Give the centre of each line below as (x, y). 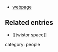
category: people (23, 44)
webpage (22, 7)
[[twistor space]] (29, 35)
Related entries (29, 23)
